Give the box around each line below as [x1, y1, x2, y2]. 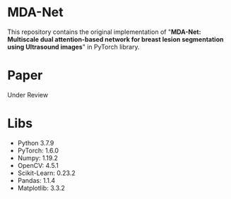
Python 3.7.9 [17, 138, 54, 147]
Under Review [7, 90, 48, 99]
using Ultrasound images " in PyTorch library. [7, 42, 140, 51]
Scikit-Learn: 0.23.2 [17, 169, 76, 177]
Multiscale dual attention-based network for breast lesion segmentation [7, 35, 224, 43]
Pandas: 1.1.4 [17, 176, 55, 184]
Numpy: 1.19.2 [17, 153, 59, 162]
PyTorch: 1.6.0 [17, 146, 59, 155]
